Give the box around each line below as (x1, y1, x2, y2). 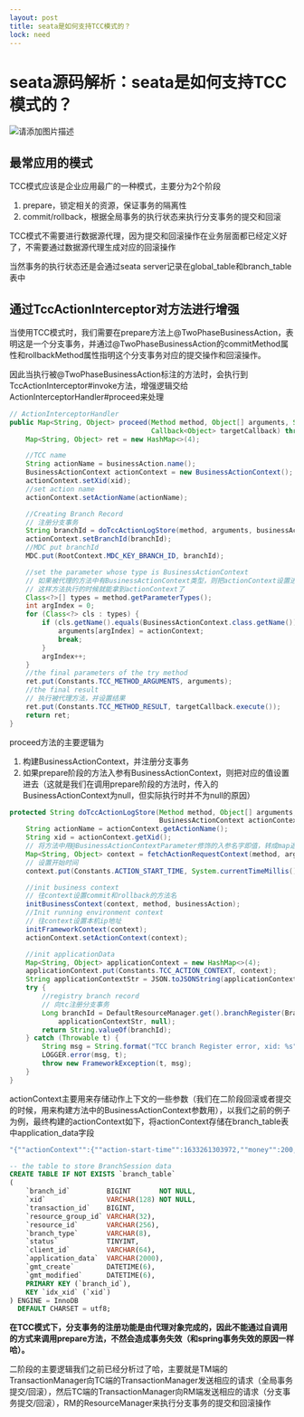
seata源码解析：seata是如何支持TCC (9, 71, 288, 92)
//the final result (25, 685, 100, 694)
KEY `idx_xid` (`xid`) (25, 1288, 111, 1297)
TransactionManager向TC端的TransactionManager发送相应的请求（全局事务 (9, 1375, 294, 1386)
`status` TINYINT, (25, 1237, 140, 1246)
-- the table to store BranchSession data (9, 1161, 172, 1171)
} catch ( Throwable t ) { (25, 1034, 119, 1043)
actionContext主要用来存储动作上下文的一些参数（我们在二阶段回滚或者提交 (9, 1093, 292, 1104)
